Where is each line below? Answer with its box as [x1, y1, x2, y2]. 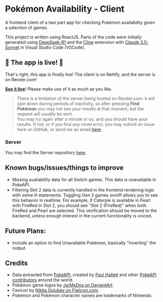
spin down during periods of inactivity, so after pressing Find [17, 101, 140, 107]
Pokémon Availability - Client [5, 3, 125, 15]
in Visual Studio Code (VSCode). [20, 44, 86, 50]
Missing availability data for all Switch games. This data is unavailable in [12, 177, 157, 182]
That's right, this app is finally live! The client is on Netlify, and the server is [5, 71, 156, 77]
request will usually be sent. [17, 111, 73, 117]
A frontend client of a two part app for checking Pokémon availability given [5, 19, 155, 25]
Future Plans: [5, 227, 46, 235]
